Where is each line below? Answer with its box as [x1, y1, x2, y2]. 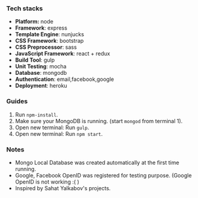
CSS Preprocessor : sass [15, 43, 77, 51]
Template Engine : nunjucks [15, 31, 85, 38]
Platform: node [15, 18, 53, 25]
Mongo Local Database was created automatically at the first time [15, 159, 180, 166]
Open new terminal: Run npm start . [15, 130, 103, 137]
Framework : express [15, 24, 68, 31]
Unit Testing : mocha [15, 63, 67, 70]
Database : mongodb [15, 69, 67, 77]
